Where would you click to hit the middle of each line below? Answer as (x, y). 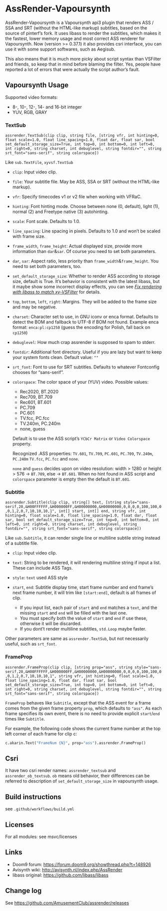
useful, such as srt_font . (31, 644)
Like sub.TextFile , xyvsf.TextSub (39, 162)
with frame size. (29, 236)
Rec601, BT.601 (35, 402)
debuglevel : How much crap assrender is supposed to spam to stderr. (84, 342)
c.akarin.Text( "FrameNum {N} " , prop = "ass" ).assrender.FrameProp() (76, 743)
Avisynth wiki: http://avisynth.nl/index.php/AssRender (67, 869)
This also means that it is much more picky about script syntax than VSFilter (83, 58)
